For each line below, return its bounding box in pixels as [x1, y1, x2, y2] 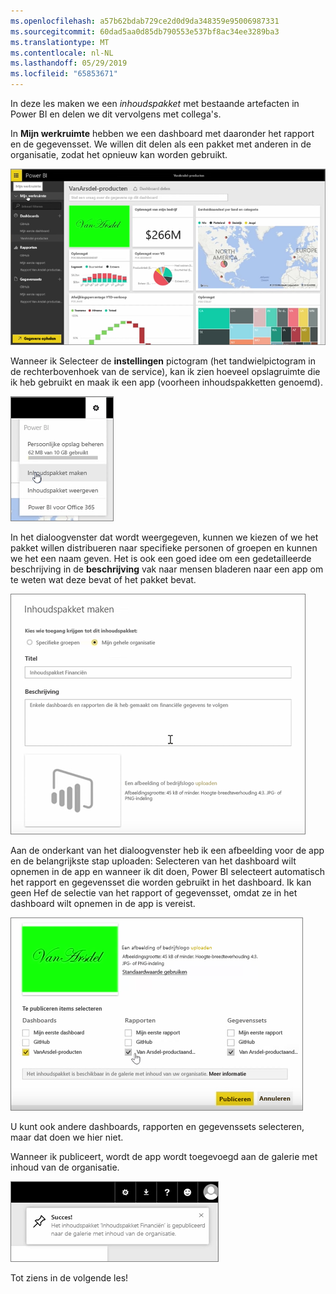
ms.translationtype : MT [10, 37, 110, 47]
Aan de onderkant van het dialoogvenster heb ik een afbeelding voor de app [10, 845, 325, 857]
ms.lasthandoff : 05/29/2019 [10, 58, 128, 69]
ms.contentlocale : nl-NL [10, 48, 114, 58]
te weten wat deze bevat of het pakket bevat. [10, 574, 197, 586]
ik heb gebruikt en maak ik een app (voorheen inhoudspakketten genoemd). [10, 376, 323, 389]
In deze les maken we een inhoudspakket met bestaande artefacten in [10, 98, 300, 109]
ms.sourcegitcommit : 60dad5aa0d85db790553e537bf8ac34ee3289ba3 [10, 26, 280, 37]
